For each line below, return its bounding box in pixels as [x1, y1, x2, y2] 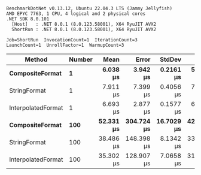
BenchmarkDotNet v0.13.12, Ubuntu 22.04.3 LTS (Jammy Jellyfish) [6, 5, 172, 11]
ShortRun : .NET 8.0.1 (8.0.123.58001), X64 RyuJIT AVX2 [11, 26, 157, 32]
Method [25, 55, 48, 64]
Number [68, 55, 93, 64]
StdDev [160, 55, 181, 64]
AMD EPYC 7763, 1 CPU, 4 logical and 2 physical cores [6, 11, 146, 17]
